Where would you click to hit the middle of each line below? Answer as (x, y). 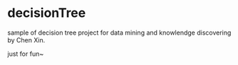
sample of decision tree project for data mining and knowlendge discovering (119, 32)
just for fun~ (26, 54)
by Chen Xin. (26, 40)
